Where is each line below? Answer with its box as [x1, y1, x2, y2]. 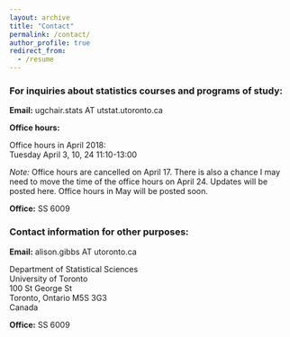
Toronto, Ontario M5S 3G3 [9, 292, 108, 303]
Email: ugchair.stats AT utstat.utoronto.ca [9, 105, 164, 116]
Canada [9, 302, 39, 313]
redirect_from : [9, 47, 67, 56]
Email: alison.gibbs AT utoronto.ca [9, 246, 137, 257]
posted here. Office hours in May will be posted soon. [9, 186, 209, 197]
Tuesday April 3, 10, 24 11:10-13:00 [9, 149, 138, 160]
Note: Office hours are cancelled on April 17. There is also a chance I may [9, 167, 281, 178]
